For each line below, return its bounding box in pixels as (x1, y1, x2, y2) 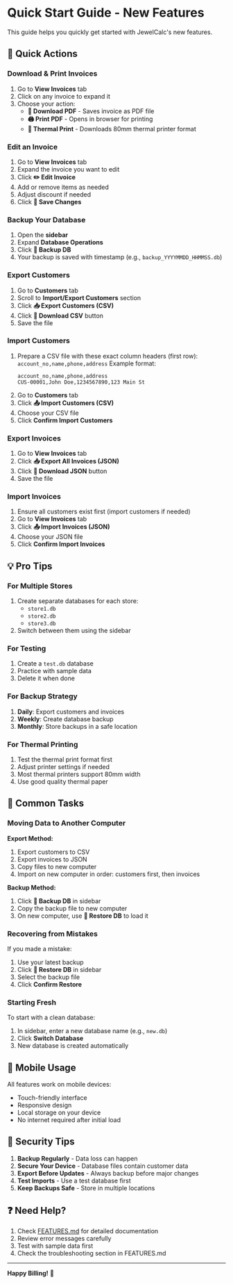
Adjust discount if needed (17, 190, 92, 199)
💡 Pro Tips (7, 560, 53, 572)
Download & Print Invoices (7, 69, 98, 79)
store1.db (27, 606, 57, 613)
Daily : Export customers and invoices (17, 707, 125, 716)
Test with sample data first (17, 1242, 94, 1250)
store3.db (27, 620, 57, 627)
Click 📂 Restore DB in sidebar (17, 965, 102, 973)
